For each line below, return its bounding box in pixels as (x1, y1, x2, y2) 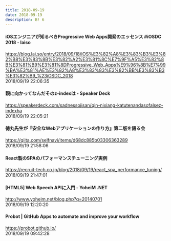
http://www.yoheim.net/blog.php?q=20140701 (5, 196, 102, 203)
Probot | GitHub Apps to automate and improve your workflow (5, 213, 140, 219)
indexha (5, 107, 22, 113)
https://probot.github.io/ (5, 225, 56, 231)
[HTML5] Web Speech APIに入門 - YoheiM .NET (5, 184, 108, 190)
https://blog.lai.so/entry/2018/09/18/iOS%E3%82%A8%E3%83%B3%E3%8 (5, 51, 166, 57)
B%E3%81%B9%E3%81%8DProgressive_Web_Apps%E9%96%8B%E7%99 (5, 62, 166, 68)
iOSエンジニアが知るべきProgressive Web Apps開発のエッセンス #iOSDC (5, 33, 162, 39)
